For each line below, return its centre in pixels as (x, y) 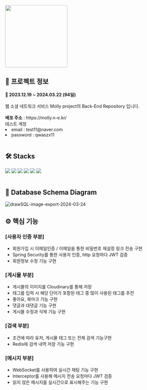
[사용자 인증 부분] (25, 237)
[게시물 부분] (19, 275)
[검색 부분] (17, 326)
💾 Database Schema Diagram (51, 193)
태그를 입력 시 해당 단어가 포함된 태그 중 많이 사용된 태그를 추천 (73, 293)
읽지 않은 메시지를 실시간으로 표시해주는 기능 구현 (60, 383)
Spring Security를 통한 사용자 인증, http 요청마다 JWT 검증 (70, 255)
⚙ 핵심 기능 (22, 221)
